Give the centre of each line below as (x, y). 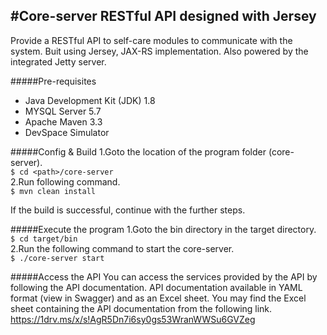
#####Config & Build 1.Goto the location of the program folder (138, 151)
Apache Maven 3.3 (63, 121)
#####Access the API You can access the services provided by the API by (164, 276)
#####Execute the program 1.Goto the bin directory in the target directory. (163, 229)
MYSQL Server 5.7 (63, 111)
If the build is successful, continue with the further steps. (128, 210)
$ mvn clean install (53, 191)
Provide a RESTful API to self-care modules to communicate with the (151, 40)
